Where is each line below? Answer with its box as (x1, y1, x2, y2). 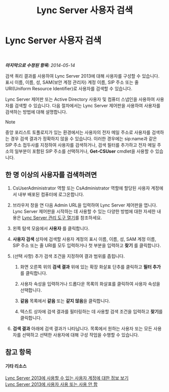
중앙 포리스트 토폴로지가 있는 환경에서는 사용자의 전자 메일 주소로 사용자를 (5, 129, 151, 135)
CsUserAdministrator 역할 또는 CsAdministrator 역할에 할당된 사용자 (12, 185, 150, 191)
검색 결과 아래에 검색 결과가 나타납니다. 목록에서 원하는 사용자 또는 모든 (12, 325, 152, 332)
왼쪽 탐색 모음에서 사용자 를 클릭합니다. (12, 225, 90, 231)
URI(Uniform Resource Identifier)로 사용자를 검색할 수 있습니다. (5, 85, 133, 91)
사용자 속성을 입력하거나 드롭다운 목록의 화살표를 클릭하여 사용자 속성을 (20, 281, 160, 287)
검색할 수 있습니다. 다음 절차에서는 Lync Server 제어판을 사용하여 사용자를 (14, 102, 160, 108)
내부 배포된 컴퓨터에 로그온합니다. (18, 191, 84, 197)
